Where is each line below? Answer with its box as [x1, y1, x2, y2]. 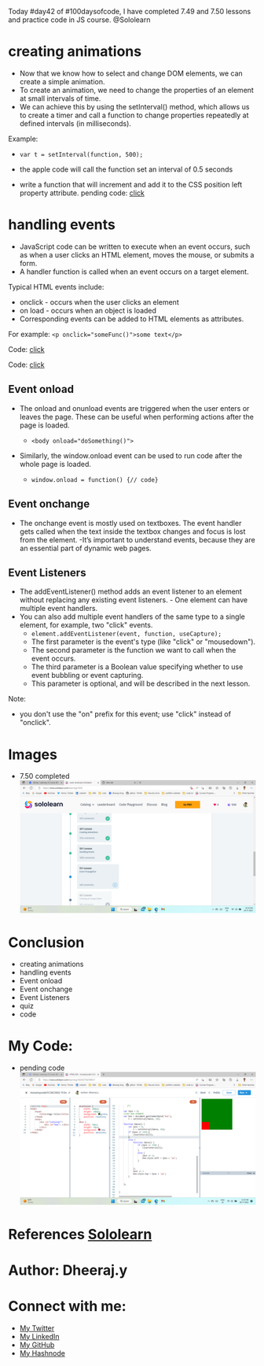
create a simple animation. [19, 76, 105, 86]
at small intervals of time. [19, 94, 101, 103]
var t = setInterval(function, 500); [19, 150, 144, 158]
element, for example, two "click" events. [19, 620, 153, 630]
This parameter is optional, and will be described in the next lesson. [31, 679, 251, 688]
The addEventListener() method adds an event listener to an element [19, 587, 242, 597]
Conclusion [8, 933, 85, 951]
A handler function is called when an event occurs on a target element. [19, 267, 249, 276]
